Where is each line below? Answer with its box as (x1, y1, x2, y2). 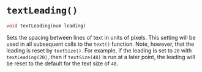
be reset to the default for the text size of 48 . (6, 60, 118, 67)
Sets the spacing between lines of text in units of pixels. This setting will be (6, 34, 196, 41)
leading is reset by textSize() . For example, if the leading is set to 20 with (6, 46, 192, 54)
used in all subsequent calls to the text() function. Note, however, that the (6, 40, 195, 48)
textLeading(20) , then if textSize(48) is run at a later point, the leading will (6, 53, 195, 60)
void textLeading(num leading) (6, 23, 86, 29)
